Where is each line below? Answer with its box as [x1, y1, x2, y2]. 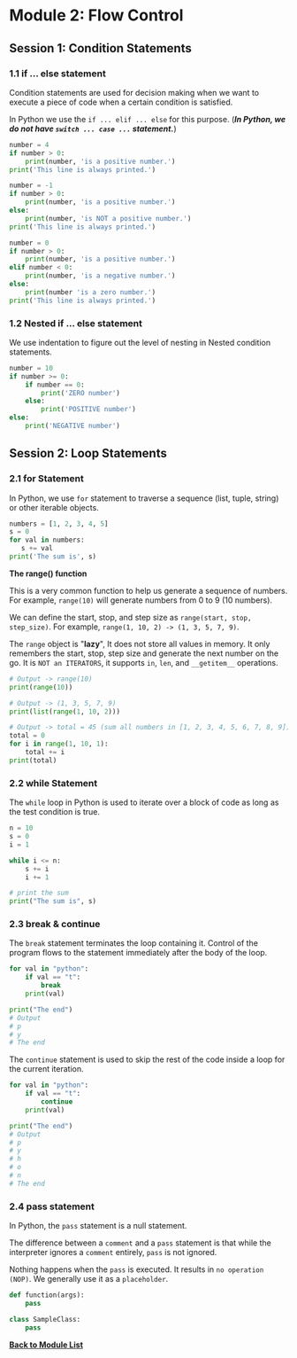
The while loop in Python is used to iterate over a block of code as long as [9, 797, 279, 808]
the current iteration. [9, 1064, 84, 1074]
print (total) [9, 755, 57, 765]
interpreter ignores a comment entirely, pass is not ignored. [9, 1247, 217, 1258]
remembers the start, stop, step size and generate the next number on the [9, 648, 279, 659]
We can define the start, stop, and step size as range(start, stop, [9, 612, 252, 622]
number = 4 [9, 140, 49, 149]
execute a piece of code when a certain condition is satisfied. [9, 97, 233, 107]
